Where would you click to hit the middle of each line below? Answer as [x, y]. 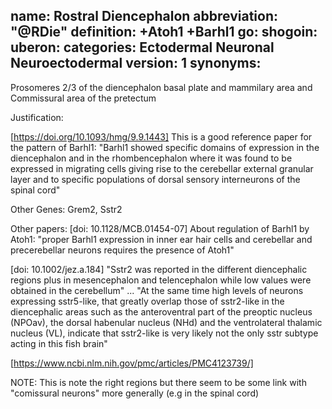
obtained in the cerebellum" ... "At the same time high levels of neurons [157, 290]
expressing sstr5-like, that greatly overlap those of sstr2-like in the [147, 301]
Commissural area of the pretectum [83, 98]
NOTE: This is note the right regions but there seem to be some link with [158, 382]
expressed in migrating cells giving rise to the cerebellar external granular [162, 168]
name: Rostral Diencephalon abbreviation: [144, 16]
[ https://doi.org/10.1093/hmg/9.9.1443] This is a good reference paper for [161, 136]
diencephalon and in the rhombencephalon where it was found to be [151, 158]
